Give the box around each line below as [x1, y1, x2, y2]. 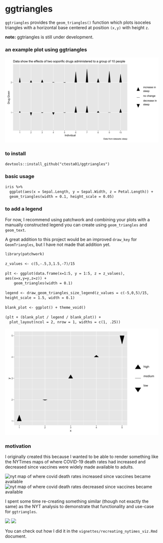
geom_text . [5, 227, 26, 233]
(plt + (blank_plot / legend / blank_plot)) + [5, 315, 101, 319]
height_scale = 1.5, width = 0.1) [5, 295, 75, 300]
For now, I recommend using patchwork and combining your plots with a [5, 216, 150, 222]
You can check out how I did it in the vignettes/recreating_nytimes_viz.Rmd [5, 528, 158, 534]
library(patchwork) [5, 251, 45, 256]
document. [5, 533, 27, 539]
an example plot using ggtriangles [5, 46, 88, 53]
